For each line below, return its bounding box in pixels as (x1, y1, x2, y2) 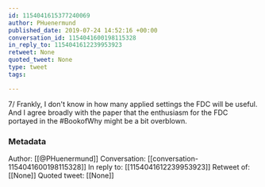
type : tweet (8, 63, 48, 71)
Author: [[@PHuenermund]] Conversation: (8, 154, 147, 163)
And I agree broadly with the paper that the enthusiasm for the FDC (8, 108, 229, 117)
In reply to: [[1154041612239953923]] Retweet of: (88, 162, 251, 171)
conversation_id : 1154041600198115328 (8, 33, 136, 42)
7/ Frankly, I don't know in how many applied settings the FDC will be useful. (8, 99, 258, 109)
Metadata (8, 135, 46, 147)
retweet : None (8, 48, 56, 56)
